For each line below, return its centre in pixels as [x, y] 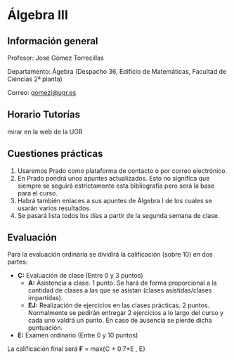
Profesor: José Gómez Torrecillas [56, 58]
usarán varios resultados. [54, 208]
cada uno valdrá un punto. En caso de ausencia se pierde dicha [120, 321]
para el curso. [38, 193]
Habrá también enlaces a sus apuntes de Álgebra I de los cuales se [115, 200]
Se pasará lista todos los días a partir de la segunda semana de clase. [118, 215]
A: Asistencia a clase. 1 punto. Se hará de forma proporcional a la [122, 283]
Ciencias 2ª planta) [35, 79]
